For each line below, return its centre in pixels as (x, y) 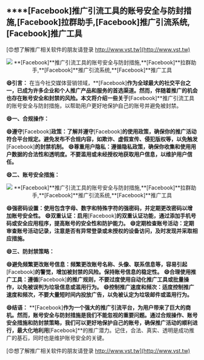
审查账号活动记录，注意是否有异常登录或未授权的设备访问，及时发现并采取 (99, 231)
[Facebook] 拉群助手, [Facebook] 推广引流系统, (104, 22)
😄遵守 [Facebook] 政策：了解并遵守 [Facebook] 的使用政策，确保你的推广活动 (102, 131)
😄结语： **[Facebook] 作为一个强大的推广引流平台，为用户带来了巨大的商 (99, 307)
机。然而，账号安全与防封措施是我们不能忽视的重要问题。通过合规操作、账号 (102, 315)
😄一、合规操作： (28, 118)
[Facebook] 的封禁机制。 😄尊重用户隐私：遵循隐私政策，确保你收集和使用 (99, 146)
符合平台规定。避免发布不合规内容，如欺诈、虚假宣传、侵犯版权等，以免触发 (102, 139)
